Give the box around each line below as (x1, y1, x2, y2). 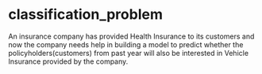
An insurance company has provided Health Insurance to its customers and (8, 31, 255, 41)
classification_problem (8, 6, 163, 24)
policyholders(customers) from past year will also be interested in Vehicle (8, 48, 249, 57)
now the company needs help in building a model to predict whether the (8, 39, 244, 49)
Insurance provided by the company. (8, 57, 129, 66)
